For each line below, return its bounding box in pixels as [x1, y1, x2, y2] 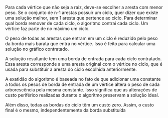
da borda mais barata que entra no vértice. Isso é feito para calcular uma [5, 41, 155, 47]
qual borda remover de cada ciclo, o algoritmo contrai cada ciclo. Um [5, 20, 148, 26]
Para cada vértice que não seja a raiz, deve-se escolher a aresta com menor [5, 5, 163, 10]
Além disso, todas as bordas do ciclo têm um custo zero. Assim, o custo [5, 102, 154, 107]
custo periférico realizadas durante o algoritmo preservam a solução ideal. [5, 92, 159, 98]
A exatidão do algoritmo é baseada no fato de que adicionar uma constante [5, 76, 161, 82]
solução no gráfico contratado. [5, 46, 69, 52]
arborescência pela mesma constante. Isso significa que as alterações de [5, 87, 157, 92]
